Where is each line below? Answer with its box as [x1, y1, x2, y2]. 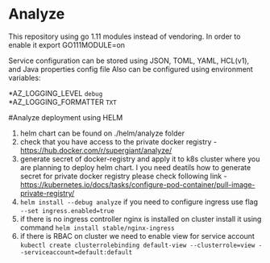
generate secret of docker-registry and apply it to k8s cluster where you [19, 154, 260, 164]
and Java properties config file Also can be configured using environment [8, 64, 254, 73]
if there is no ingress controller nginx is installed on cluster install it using [19, 214, 262, 223]
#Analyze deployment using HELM [8, 112, 123, 122]
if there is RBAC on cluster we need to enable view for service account [19, 231, 255, 240]
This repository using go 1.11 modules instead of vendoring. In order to [8, 31, 241, 41]
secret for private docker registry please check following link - [19, 171, 227, 181]
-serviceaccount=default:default [19, 248, 133, 257]
